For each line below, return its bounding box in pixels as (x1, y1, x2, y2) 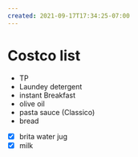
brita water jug (18, 131, 67, 141)
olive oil (18, 98, 45, 109)
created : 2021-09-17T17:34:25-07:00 (7, 11, 130, 20)
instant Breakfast (18, 90, 75, 100)
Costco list (7, 46, 81, 64)
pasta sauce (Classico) (18, 107, 95, 117)
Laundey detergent (18, 81, 83, 91)
